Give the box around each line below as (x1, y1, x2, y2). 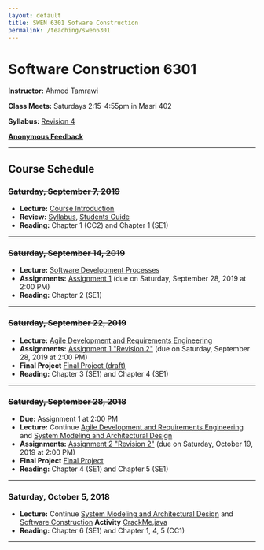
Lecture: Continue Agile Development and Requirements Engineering (19, 422, 244, 432)
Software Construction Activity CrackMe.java (19, 518, 167, 527)
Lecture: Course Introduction (19, 204, 115, 213)
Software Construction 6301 (8, 60, 197, 78)
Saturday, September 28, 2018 (8, 396, 127, 407)
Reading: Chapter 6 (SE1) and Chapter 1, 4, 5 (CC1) (19, 526, 185, 536)
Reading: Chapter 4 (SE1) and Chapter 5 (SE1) (19, 464, 169, 474)
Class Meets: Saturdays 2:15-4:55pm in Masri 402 (8, 102, 172, 111)
